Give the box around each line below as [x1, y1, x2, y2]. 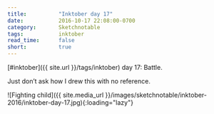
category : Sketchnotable [7, 24, 101, 31]
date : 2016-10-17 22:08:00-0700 [7, 17, 136, 24]
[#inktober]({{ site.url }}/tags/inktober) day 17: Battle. [7, 63, 163, 71]
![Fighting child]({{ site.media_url [7, 90, 104, 99]
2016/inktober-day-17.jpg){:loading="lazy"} [7, 98, 134, 107]
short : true [7, 43, 72, 51]
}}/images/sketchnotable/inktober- [105, 90, 208, 99]
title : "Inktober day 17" [7, 10, 113, 18]
